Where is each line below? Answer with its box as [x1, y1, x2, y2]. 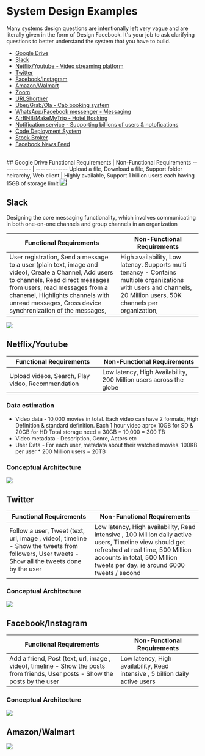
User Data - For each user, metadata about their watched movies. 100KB [15, 441, 198, 448]
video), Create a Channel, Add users [9, 268, 113, 276]
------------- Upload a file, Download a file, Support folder [35, 165, 183, 172]
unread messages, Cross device [9, 298, 102, 307]
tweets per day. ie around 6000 [94, 561, 185, 569]
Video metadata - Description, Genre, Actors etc [15, 434, 137, 442]
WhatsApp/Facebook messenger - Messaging [15, 108, 131, 115]
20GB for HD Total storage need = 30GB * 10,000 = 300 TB [15, 428, 165, 435]
